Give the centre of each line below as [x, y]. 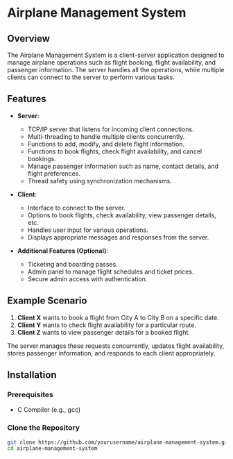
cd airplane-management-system [52, 449]
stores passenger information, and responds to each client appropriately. [111, 353]
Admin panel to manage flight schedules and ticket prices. [111, 272]
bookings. [42, 158]
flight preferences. [54, 173]
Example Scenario [47, 301]
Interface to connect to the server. [76, 208]
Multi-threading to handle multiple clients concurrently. [106, 136]
